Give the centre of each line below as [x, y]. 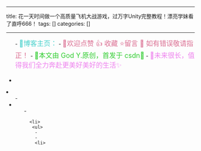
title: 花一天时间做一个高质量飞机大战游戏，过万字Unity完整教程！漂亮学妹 [97, 16]
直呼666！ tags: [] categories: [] [51, 24]
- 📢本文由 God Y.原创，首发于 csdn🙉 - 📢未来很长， [109, 56]
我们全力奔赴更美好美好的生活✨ [72, 65]
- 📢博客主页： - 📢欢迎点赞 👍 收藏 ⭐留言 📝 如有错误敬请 [100, 44]
